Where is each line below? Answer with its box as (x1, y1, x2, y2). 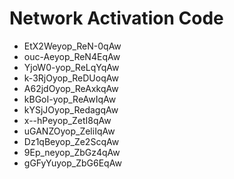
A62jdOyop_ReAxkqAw (23, 82, 119, 94)
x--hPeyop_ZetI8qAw (23, 114, 112, 126)
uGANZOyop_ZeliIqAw (23, 125, 116, 137)
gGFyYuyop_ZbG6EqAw (23, 157, 122, 169)
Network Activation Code (9, 7, 224, 30)
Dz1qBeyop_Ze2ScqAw (23, 135, 120, 147)
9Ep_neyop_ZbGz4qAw (23, 146, 121, 158)
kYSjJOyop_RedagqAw (23, 103, 119, 116)
